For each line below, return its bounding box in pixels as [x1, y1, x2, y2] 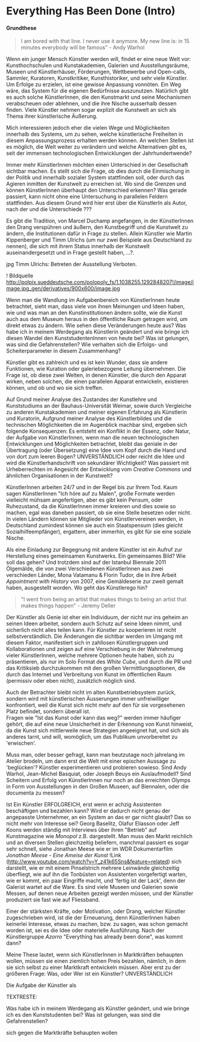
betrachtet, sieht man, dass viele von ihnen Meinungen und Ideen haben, [6, 303, 185, 310]
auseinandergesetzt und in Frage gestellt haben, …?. [6, 249, 135, 256]
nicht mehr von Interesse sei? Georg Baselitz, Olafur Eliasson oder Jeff [6, 820, 180, 827]
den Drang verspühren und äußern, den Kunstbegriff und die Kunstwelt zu [6, 224, 189, 231]
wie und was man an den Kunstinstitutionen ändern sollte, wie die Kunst [6, 309, 183, 316]
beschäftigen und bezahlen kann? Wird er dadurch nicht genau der [6, 807, 171, 814]
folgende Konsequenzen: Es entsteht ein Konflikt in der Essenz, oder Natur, [6, 427, 190, 435]
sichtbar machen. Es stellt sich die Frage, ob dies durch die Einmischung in [6, 167, 190, 175]
